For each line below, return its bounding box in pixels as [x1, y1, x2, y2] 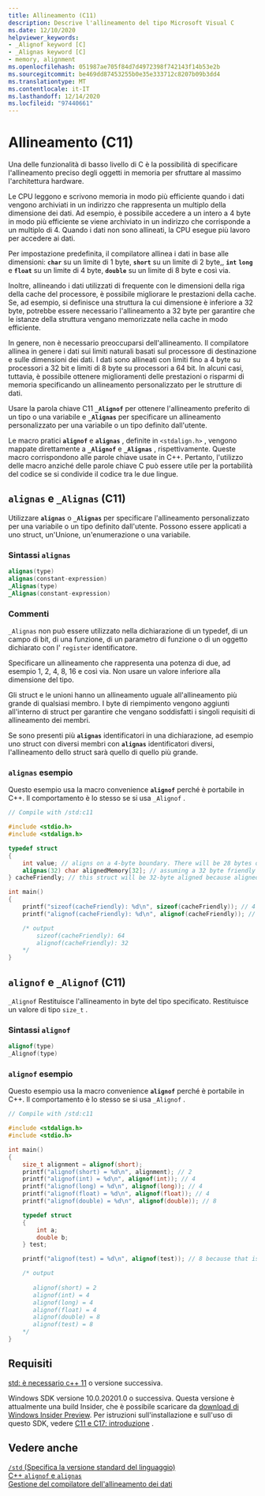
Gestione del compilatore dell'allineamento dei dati [8, 1479, 173, 1488]
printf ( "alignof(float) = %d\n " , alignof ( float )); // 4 [22, 1190, 211, 1198]
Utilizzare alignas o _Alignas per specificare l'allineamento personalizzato [8, 513, 250, 522]
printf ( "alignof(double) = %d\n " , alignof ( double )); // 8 [22, 1197, 217, 1206]
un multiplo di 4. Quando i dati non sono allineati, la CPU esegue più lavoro [8, 226, 251, 235]
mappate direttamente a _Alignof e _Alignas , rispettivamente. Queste [8, 444, 237, 454]
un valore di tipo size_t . [8, 1004, 88, 1014]
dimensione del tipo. [8, 675, 75, 684]
